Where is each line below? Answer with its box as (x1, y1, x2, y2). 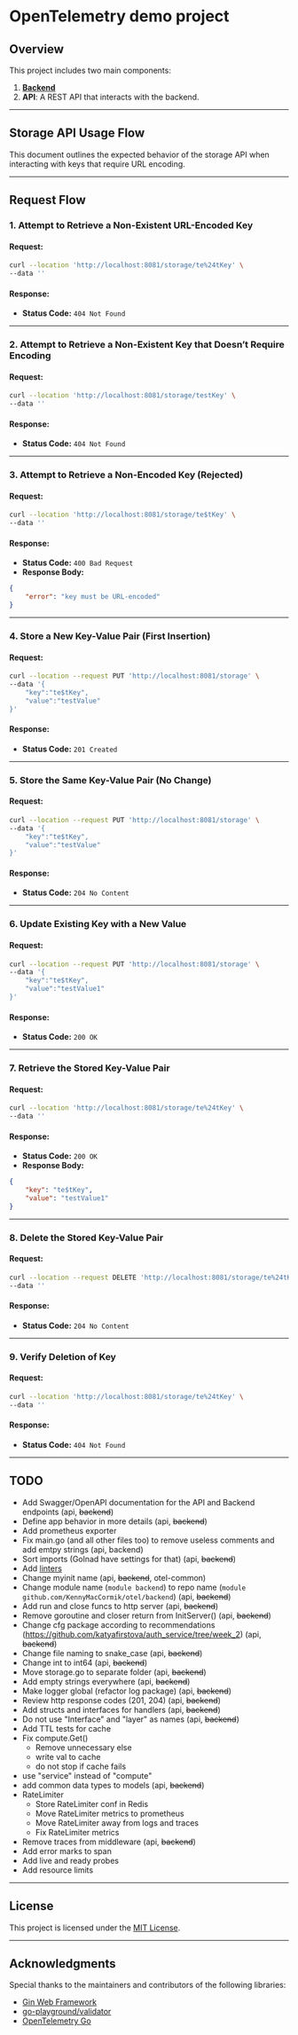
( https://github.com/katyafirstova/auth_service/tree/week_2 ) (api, (21, 1629, 262, 1639)
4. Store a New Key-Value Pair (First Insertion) (9, 630, 211, 642)
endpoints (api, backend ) (21, 1506, 114, 1517)
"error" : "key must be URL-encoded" (25, 593, 161, 601)
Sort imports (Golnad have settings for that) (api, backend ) (21, 1553, 237, 1564)
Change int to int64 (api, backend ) (21, 1657, 148, 1668)
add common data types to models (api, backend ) (21, 1780, 205, 1790)
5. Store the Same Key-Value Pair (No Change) (9, 774, 212, 786)
